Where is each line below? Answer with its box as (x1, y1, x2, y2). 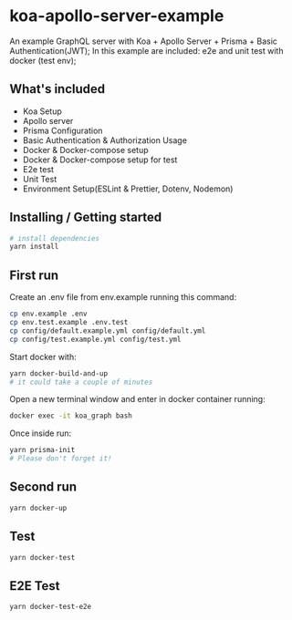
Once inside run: (9, 428, 72, 439)
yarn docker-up (9, 503, 68, 512)
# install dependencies (9, 233, 100, 243)
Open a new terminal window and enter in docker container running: (9, 394, 266, 405)
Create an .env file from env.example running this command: (9, 292, 237, 303)
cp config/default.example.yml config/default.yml (9, 325, 206, 336)
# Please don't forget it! (9, 454, 112, 463)
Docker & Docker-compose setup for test (22, 154, 178, 165)
